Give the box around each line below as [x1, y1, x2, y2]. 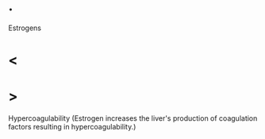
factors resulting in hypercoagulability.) [8, 122, 136, 132]
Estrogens [8, 23, 42, 33]
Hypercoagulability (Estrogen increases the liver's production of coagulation [8, 114, 258, 123]
